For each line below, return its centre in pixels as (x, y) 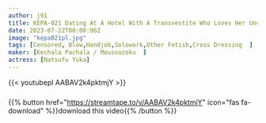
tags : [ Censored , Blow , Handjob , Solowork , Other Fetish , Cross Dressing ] (131, 45)
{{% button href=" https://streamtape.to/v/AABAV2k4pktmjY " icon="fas (124, 102)
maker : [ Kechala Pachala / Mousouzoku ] (78, 52)
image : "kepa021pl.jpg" (47, 38)
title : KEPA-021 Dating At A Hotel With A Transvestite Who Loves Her (127, 23)
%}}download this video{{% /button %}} (111, 110)
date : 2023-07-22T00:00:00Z (55, 30)
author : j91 (28, 15)
